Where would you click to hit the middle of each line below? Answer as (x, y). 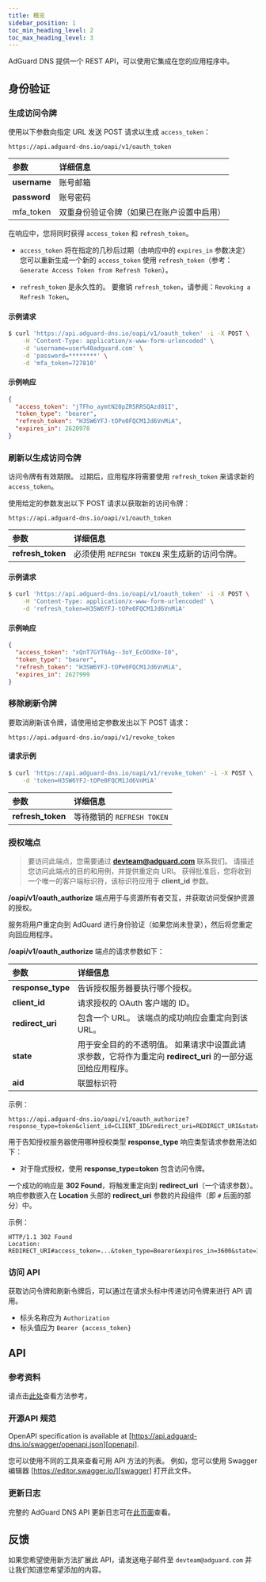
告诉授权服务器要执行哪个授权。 (137, 989)
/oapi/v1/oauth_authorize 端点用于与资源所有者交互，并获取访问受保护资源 (131, 898)
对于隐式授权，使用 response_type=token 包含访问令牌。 (114, 1168)
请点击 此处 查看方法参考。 (50, 1396)
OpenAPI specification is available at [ (70, 1436)
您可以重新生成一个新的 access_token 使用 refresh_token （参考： (126, 260)
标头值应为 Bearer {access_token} (76, 1328)
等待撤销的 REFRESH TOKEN (121, 817)
